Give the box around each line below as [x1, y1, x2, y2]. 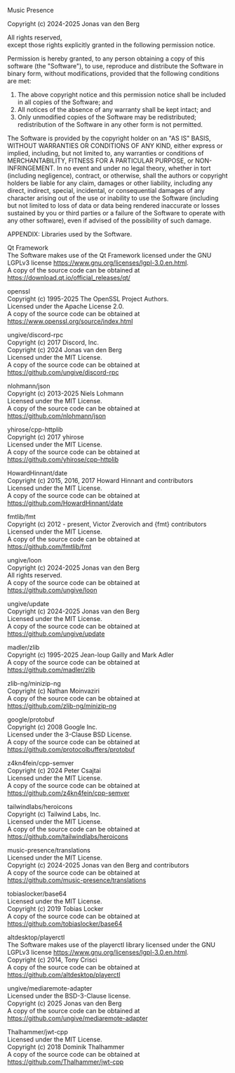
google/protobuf [7, 715, 55, 724]
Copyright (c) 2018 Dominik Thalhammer [7, 1043, 125, 1051]
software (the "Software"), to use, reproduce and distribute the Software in [7, 62, 224, 70]
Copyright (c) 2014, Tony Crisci [7, 955, 98, 964]
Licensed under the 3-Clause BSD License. [7, 730, 132, 739]
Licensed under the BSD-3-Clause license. [7, 992, 131, 1000]
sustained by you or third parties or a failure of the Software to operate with [7, 209, 226, 217]
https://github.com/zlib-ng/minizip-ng [7, 702, 117, 710]
